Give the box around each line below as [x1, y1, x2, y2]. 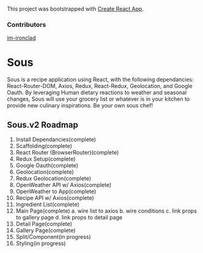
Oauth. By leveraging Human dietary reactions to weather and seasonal [7, 89, 187, 97]
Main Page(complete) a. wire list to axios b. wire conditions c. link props [15, 207, 197, 215]
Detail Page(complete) [15, 220, 73, 228]
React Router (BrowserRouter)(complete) [15, 149, 119, 156]
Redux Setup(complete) [15, 155, 76, 163]
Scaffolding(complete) [15, 142, 73, 150]
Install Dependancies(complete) [15, 136, 97, 143]
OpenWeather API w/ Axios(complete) [15, 182, 112, 189]
